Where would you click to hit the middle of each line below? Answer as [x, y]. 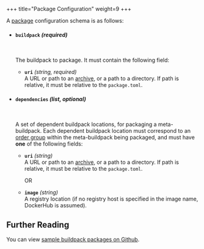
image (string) [41, 193]
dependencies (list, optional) [51, 99]
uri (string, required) [50, 72]
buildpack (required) [41, 35]
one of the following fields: [49, 144]
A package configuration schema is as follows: [65, 20]
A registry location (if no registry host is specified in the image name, [111, 199]
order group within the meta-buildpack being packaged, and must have [105, 138]
